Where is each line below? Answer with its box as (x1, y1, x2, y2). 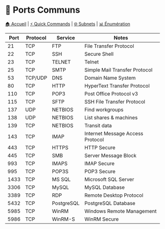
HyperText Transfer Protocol (84, 82, 150, 89)
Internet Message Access (84, 130, 143, 137)
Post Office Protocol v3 (84, 90, 138, 97)
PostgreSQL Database (84, 200, 136, 206)
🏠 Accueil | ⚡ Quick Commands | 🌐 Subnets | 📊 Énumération (5, 21, 131, 26)
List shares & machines (84, 114, 138, 121)
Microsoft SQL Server (84, 176, 134, 183)
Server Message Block (84, 152, 137, 159)
